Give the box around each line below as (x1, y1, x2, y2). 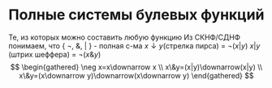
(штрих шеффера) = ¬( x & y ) (8, 49, 101, 59)
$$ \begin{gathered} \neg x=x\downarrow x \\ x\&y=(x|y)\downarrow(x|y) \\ (10, 62, 263, 72)
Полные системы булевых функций (8, 6, 265, 24)
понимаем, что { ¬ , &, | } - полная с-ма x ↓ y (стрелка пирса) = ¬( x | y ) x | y (8, 40, 261, 50)
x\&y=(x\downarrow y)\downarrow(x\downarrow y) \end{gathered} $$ (19, 70, 254, 80)
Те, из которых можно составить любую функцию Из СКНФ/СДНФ (8, 32, 241, 42)
